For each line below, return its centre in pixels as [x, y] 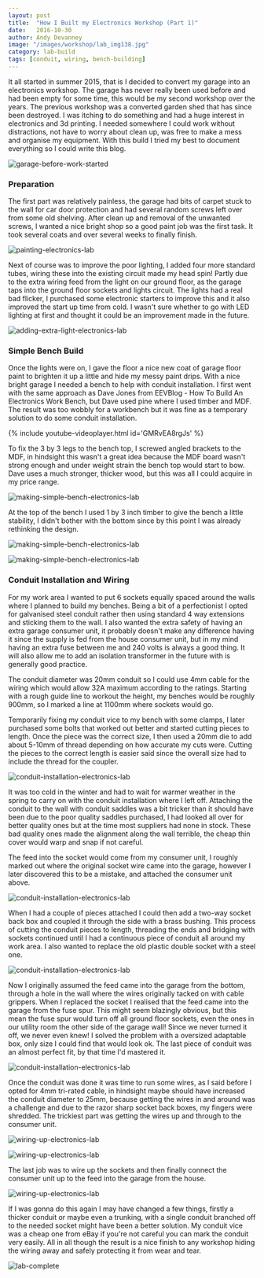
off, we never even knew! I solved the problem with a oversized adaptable [127, 1035]
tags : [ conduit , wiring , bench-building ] [77, 60]
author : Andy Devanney [45, 37]
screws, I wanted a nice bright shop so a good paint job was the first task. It [131, 227]
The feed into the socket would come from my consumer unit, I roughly [123, 857]
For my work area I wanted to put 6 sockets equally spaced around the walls [132, 597]
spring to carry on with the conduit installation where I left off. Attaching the [130, 800]
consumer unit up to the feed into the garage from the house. [107, 1178]
